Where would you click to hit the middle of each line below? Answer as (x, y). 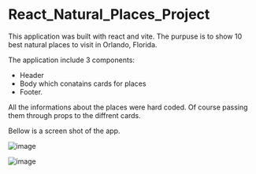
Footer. (31, 91)
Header (32, 75)
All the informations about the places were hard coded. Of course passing (128, 107)
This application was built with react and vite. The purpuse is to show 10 (125, 36)
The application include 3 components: (72, 60)
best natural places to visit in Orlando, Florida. (83, 44)
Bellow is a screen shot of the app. (64, 131)
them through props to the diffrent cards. (75, 115)
